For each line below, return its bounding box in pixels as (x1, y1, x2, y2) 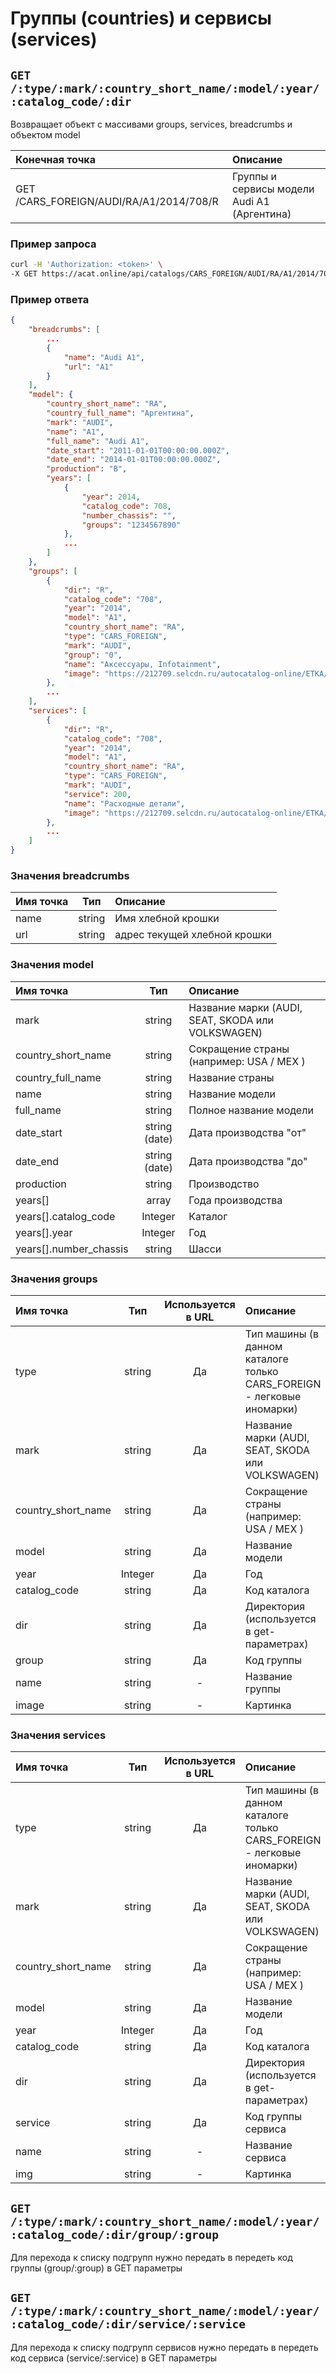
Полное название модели (188, 1103, 314, 1117)
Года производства (188, 1193, 283, 1207)
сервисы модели (231, 182, 315, 196)
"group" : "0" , (63, 650, 123, 660)
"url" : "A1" (63, 362, 114, 372)
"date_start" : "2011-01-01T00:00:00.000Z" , (46, 445, 230, 456)
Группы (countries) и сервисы (10, 7, 272, 30)
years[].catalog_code (15, 1209, 116, 1223)
